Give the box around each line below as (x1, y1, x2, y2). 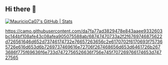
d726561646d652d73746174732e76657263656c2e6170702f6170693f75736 (5, 38, 163, 44)
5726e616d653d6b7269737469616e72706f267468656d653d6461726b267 (5, 43, 161, 50)
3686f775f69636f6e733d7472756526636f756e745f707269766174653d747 (5, 49, 161, 55)
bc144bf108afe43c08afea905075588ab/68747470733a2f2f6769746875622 (5, 33, 162, 39)
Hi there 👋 (5, 5, 36, 13)
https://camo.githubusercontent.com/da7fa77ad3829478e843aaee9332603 (5, 28, 162, 34)
